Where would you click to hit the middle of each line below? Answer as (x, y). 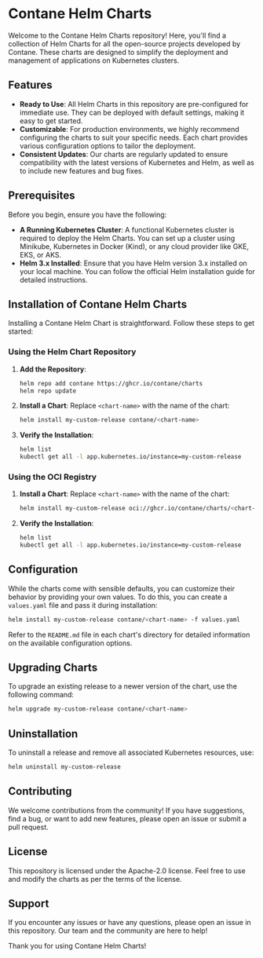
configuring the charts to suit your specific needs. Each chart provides (133, 137)
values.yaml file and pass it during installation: (83, 605)
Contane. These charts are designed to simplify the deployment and (118, 52)
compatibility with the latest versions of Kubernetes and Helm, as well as (137, 163)
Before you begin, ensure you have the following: (88, 214)
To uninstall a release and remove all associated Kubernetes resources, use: (131, 753)
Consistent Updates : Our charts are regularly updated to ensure (124, 154)
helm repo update (48, 391)
